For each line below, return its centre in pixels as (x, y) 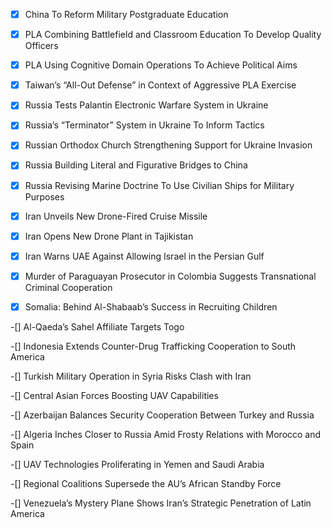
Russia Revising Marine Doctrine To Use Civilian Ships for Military (159, 185)
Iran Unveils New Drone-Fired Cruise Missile (116, 216)
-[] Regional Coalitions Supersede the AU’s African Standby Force (146, 483)
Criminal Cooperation (68, 287)
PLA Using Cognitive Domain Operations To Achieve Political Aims (161, 65)
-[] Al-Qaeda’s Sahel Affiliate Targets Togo (97, 326)
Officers (41, 46)
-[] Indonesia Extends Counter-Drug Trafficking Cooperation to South (153, 346)
